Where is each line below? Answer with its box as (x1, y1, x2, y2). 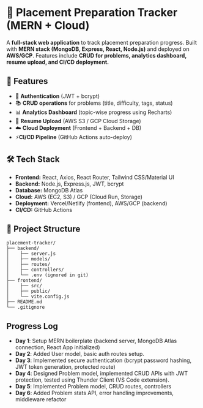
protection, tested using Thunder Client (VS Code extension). (15, 376, 169, 383)
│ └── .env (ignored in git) (6, 272, 89, 278)
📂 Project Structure (6, 224, 81, 234)
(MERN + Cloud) (6, 18, 90, 32)
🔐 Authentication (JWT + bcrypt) (15, 92, 100, 100)
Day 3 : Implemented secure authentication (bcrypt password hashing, (15, 357, 192, 364)
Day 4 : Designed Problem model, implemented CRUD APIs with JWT (15, 370, 188, 377)
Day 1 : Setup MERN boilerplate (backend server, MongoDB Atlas (15, 337, 177, 345)
